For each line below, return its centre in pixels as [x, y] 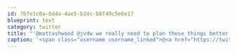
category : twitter [34, 27]
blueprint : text [31, 20]
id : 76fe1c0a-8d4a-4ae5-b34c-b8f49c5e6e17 [71, 14]
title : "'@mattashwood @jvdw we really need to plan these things [107, 33]
